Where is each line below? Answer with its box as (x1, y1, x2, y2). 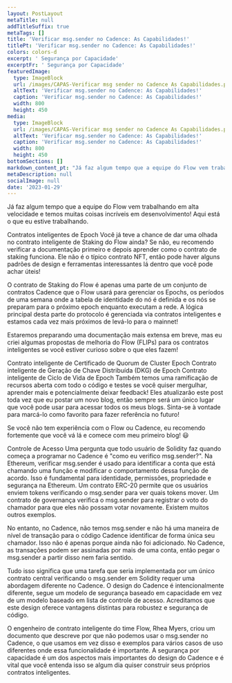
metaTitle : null (7, 17, 54, 24)
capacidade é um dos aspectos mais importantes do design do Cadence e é (7, 654, 224, 662)
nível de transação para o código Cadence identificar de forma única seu (7, 532, 215, 540)
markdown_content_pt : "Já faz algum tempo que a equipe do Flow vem (7, 164, 209, 171)
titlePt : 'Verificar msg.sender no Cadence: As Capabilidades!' (7, 42, 196, 49)
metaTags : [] (7, 29, 45, 37)
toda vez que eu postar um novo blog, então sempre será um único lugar (7, 395, 215, 404)
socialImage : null (7, 177, 60, 184)
